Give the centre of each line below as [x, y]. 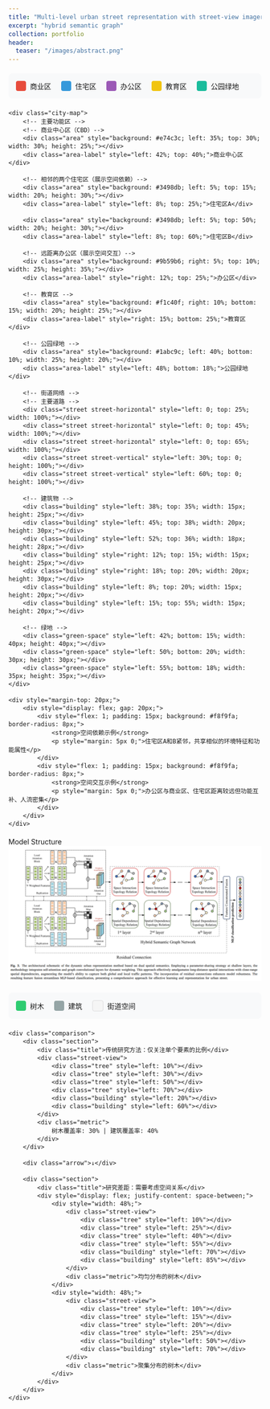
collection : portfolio [46, 34]
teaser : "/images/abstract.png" [70, 51]
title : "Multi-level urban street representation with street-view [124, 17]
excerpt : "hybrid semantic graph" [66, 25]
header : [21, 43]
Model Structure [35, 842]
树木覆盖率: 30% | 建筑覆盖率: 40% [104, 1131]
